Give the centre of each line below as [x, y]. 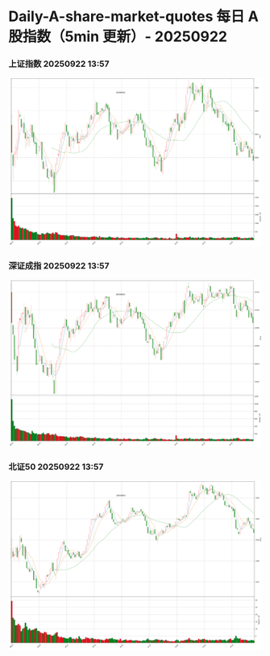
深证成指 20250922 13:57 [59, 265]
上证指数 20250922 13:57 [59, 64]
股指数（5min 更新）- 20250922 [118, 37]
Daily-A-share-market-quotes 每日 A [134, 17]
